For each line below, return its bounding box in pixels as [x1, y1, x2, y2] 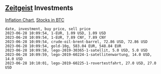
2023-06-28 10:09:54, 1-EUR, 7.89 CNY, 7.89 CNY [5, 35, 106, 40]
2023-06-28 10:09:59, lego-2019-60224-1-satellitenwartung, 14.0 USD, [5, 52, 152, 57]
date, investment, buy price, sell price [5, 26, 91, 31]
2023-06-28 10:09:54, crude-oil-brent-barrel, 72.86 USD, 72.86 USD [5, 39, 148, 44]
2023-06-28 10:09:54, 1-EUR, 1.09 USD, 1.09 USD [5, 30, 106, 36]
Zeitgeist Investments [5, 4, 73, 12]
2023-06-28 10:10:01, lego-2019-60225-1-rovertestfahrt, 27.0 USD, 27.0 [5, 61, 157, 66]
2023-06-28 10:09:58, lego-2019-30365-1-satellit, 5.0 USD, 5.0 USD [5, 48, 148, 53]
